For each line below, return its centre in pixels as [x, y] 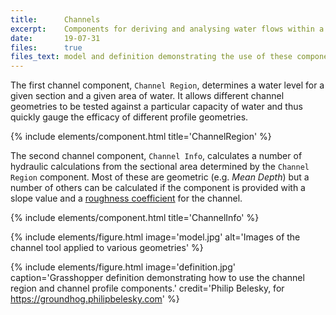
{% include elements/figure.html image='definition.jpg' [123, 267]
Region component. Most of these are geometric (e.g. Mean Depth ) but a [160, 177]
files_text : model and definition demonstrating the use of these [151, 57]
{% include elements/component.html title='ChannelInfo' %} [135, 218]
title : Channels [55, 19]
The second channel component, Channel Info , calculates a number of [156, 156]
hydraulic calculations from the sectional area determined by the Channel [160, 167]
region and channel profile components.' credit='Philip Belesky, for [147, 288]
